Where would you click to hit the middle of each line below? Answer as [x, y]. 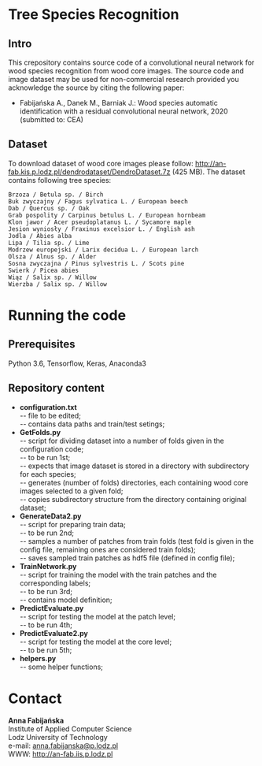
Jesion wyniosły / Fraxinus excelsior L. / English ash [101, 229]
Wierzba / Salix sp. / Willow [58, 284]
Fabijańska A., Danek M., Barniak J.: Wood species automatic [118, 103]
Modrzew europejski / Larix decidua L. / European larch [103, 250]
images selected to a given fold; [71, 491]
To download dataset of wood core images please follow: [101, 163]
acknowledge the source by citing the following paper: [96, 87]
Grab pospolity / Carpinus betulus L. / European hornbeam [107, 215]
